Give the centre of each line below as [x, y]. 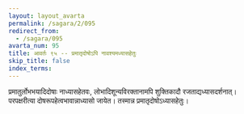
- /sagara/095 [39, 38]
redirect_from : [34, 31]
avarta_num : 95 [34, 46]
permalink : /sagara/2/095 [52, 23]
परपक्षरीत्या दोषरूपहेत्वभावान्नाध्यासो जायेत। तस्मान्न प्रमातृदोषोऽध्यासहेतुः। [99, 100]
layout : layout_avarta [46, 16]
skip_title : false [39, 61]
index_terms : [30, 69]
